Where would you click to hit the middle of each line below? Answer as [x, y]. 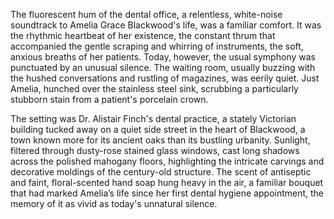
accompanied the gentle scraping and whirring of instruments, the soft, [157, 46]
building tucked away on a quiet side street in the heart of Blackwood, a [158, 129]
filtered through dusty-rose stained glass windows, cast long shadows [155, 150]
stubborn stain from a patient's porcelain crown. [109, 99]
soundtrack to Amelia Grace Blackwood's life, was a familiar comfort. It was [166, 25]
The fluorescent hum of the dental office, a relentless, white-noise [146, 14]
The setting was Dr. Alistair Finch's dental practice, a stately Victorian [153, 118]
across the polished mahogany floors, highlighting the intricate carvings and [167, 161]
